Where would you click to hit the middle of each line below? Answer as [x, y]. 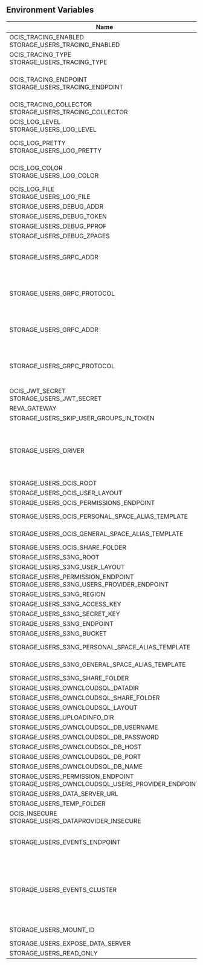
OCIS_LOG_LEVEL [35, 122]
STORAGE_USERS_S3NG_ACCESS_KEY [65, 604]
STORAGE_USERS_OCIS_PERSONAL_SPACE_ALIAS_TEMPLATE [99, 516]
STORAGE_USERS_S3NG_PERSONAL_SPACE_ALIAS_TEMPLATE [100, 647]
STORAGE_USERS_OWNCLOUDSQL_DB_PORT [75, 756]
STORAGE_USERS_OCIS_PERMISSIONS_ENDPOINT [82, 502]
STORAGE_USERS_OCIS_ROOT [53, 483]
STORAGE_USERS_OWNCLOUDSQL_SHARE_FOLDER [85, 698]
